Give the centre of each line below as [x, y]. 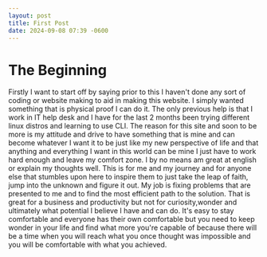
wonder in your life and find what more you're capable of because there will [133, 227]
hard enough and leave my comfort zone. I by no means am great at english [132, 160]
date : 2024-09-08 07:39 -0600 [59, 30]
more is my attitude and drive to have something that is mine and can [122, 134]
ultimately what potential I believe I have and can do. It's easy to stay [121, 211]
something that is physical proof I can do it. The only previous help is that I [131, 109]
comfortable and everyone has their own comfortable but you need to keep [132, 219]
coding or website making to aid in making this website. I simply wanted [126, 101]
